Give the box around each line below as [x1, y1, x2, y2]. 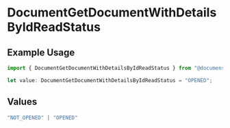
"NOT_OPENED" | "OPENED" [7, 114, 78, 121]
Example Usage [7, 47, 75, 58]
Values [7, 96, 38, 107]
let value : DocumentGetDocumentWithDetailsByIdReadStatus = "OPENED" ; [7, 77, 213, 84]
